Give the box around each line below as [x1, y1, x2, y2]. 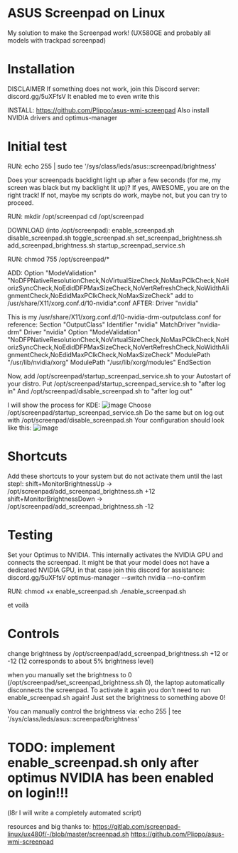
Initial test [7, 139, 67, 154]
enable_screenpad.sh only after [7, 754, 199, 770]
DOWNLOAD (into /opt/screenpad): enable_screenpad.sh [7, 226, 175, 234]
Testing [7, 526, 53, 543]
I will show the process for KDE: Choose [7, 401, 151, 409]
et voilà [7, 600, 29, 609]
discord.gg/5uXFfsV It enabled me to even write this [7, 92, 160, 100]
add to [175, 291, 194, 300]
